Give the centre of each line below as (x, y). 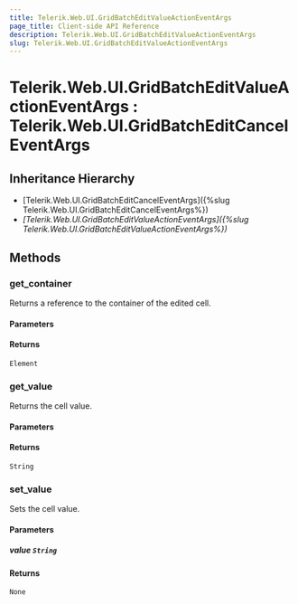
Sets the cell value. (45, 509)
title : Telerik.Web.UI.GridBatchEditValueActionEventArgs (121, 18)
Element (24, 363)
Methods (35, 257)
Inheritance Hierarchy (72, 179)
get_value (31, 386)
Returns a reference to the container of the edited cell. (111, 303)
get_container (41, 283)
